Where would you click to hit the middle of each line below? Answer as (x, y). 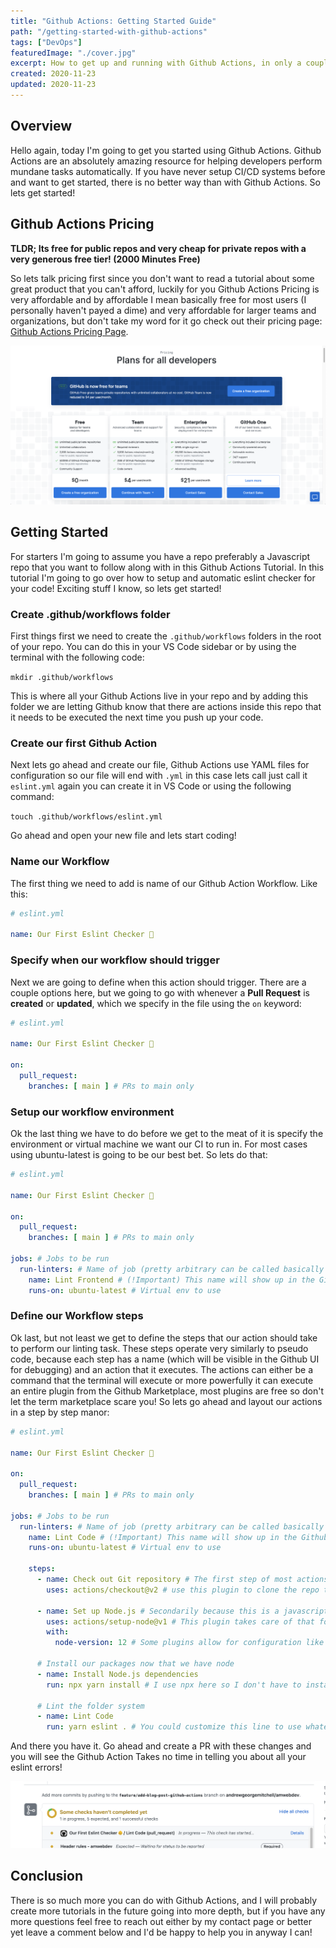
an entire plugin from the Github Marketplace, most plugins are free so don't (167, 1391)
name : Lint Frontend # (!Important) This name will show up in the (171, 1280)
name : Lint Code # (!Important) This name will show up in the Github (178, 1537)
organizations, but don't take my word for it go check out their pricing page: (166, 321)
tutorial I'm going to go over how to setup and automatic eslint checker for (163, 577)
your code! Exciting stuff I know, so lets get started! (116, 588)
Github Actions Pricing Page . (69, 331)
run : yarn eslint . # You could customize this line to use (174, 1727)
